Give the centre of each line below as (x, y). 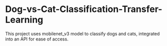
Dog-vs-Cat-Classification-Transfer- (84, 9)
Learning (24, 20)
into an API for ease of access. (37, 39)
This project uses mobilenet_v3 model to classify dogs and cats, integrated (82, 33)
